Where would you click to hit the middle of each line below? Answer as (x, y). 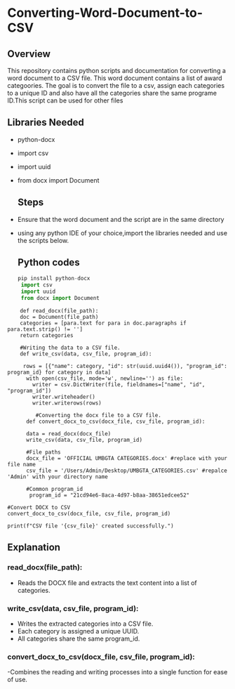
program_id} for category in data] (59, 372)
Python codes (48, 262)
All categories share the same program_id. (79, 638)
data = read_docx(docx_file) (68, 433)
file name (22, 464)
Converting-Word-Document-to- (105, 13)
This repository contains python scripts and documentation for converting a (117, 71)
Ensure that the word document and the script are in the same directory (121, 219)
